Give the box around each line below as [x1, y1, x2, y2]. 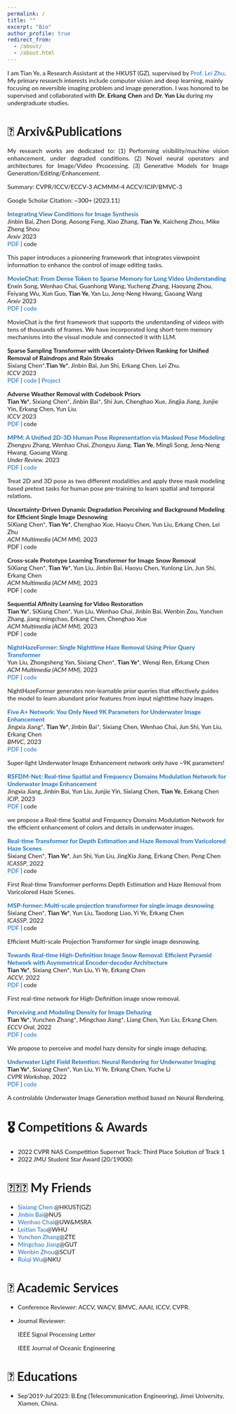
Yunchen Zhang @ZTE [17, 1232, 76, 1240]
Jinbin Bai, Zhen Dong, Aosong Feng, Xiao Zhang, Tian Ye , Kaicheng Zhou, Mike [7, 217, 220, 225]
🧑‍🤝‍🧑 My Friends [7, 1179, 92, 1195]
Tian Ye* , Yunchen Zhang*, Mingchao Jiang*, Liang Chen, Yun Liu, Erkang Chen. [7, 1015, 218, 1023]
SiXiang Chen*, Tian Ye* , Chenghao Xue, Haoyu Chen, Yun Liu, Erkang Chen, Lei [7, 520, 220, 528]
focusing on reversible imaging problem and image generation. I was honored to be [7, 84, 229, 92]
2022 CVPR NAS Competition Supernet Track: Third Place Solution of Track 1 [17, 1147, 225, 1156]
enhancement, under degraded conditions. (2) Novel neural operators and [7, 154, 229, 162]
